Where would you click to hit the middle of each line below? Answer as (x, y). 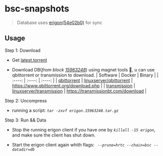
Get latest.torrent (29, 60)
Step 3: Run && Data (25, 120)
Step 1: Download (23, 50)
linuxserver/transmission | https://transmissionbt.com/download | (79, 91)
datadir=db (23, 149)
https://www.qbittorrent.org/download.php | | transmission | (73, 85)
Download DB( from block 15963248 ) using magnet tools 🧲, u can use (83, 69)
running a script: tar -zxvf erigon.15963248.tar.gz (65, 110)
